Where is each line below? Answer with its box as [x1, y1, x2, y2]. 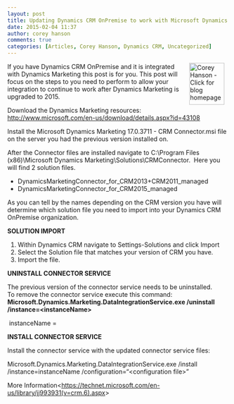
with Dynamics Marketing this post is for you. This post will [7, 70, 178, 78]
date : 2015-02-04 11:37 [7, 23, 77, 30]
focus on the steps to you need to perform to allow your [7, 78, 169, 85]
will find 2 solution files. [7, 164, 76, 171]
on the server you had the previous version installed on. [7, 135, 169, 143]
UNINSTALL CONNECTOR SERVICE [7, 269, 111, 277]
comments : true [7, 37, 52, 44]
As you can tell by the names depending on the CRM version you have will [7, 198, 222, 207]
